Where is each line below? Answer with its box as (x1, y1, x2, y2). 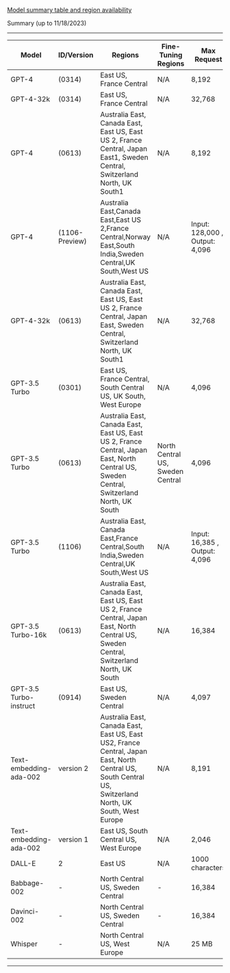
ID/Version (57, 51, 94, 60)
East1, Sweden (100, 153, 149, 162)
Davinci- (10, 907, 40, 916)
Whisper (10, 939, 38, 948)
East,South (100, 241, 136, 250)
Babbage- (10, 879, 44, 887)
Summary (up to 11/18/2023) (7, 19, 87, 27)
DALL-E (10, 859, 36, 868)
